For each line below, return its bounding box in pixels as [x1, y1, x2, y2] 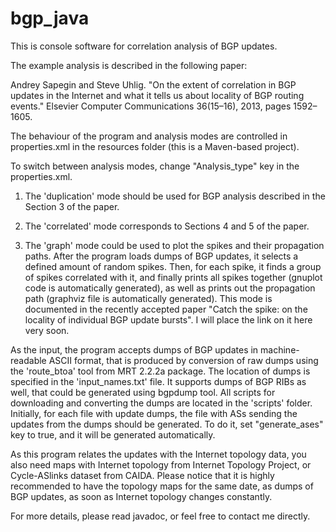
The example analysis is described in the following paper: [10, 59, 248, 71]
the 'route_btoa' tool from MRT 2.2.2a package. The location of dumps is [10, 365, 311, 377]
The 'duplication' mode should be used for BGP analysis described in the [24, 190, 326, 202]
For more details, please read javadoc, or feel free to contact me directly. [10, 510, 311, 522]
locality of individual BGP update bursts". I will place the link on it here [24, 313, 313, 326]
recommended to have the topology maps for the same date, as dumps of [10, 480, 314, 492]
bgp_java [10, 7, 90, 30]
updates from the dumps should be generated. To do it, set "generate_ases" [10, 418, 324, 430]
